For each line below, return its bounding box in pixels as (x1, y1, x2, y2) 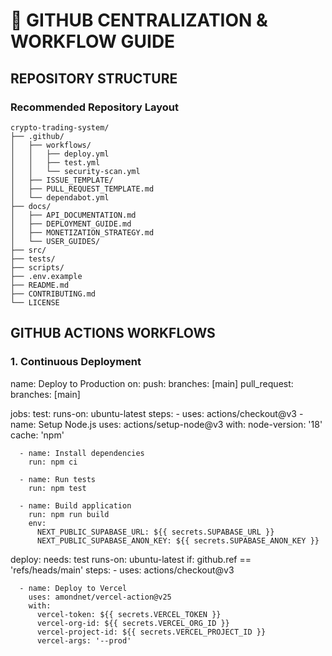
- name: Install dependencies (19, 448, 145, 458)
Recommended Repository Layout (10, 100, 179, 114)
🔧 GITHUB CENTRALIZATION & (10, 9, 268, 32)
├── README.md (10, 280, 70, 290)
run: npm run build (28, 509, 110, 519)
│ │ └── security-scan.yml (10, 166, 141, 176)
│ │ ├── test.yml (10, 157, 101, 168)
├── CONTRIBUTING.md (10, 289, 97, 299)
